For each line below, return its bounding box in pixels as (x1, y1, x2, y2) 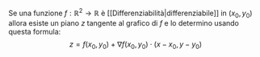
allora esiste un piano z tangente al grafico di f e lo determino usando (8, 18, 240, 28)
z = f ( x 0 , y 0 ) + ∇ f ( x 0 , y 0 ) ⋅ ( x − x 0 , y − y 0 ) (69, 39, 203, 51)
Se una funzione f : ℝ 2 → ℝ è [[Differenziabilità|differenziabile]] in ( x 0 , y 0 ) (8, 7, 253, 19)
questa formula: (8, 27, 61, 37)
